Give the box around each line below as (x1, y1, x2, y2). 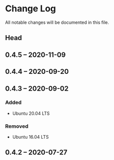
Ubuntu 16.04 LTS (12, 134, 49, 140)
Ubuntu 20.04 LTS (12, 110, 50, 116)
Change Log (5, 3, 56, 14)
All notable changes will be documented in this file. (5, 19, 109, 25)
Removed (5, 122, 29, 129)
